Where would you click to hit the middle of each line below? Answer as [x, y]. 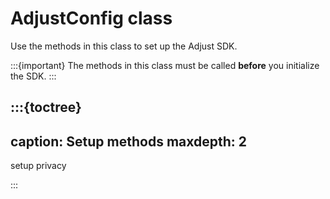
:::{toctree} [46, 107]
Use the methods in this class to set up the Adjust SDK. [124, 46]
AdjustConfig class [91, 18]
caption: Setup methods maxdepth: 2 [129, 141]
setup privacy [38, 166]
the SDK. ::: [33, 76]
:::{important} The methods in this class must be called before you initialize [165, 65]
